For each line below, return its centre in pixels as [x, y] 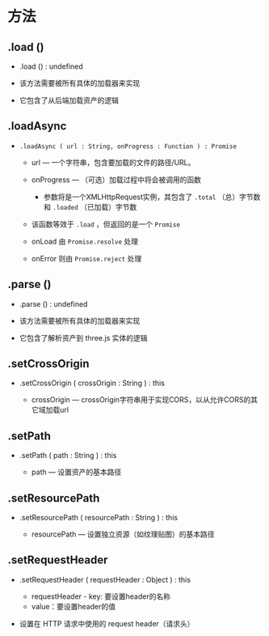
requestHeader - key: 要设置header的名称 [101, 596]
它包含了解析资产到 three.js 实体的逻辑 [83, 337]
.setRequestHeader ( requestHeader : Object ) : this [105, 579]
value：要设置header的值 [74, 606]
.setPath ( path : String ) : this [68, 456]
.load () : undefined [51, 66]
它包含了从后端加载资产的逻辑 [69, 100]
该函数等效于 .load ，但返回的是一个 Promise [106, 224]
